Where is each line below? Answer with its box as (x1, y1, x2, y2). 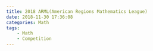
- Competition (17, 36, 52, 42)
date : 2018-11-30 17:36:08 (6, 14, 73, 20)
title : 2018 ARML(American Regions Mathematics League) (6, 8, 148, 15)
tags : (6, 25, 20, 31)
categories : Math (6, 19, 49, 25)
